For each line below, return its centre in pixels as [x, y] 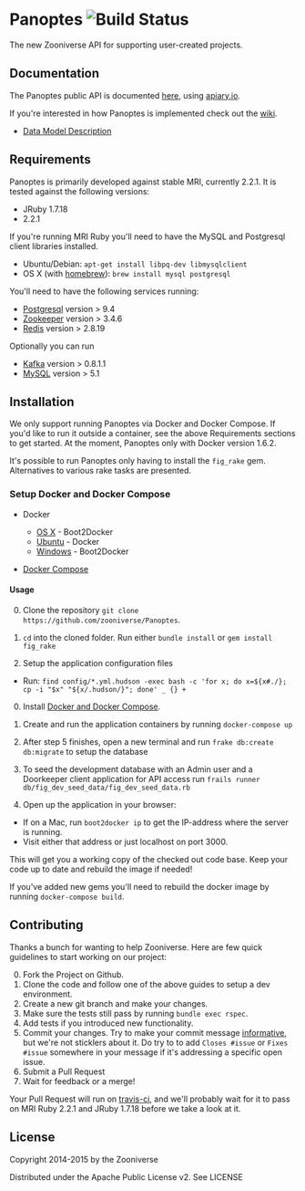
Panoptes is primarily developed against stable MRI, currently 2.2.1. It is [143, 182]
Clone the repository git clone [81, 610]
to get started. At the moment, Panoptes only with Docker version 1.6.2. [143, 444]
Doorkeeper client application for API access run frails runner [142, 778]
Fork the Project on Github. [73, 974]
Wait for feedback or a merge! [79, 1081]
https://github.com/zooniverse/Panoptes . [101, 620]
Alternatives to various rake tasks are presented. [101, 471]
